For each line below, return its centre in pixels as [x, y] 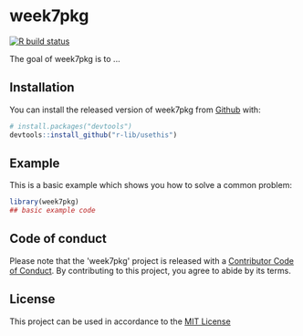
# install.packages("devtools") [71, 126]
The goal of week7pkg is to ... [65, 58]
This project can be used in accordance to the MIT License [120, 321]
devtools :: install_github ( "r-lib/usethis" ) [94, 135]
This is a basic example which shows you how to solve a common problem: [151, 185]
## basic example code [52, 211]
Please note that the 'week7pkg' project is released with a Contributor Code [152, 260]
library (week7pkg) [44, 202]
